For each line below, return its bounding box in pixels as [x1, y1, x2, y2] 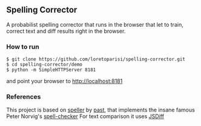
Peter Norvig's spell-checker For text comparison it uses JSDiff [6, 113, 165, 120]
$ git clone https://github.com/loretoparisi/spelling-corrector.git [6, 56, 186, 62]
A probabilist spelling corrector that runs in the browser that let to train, [6, 21, 183, 28]
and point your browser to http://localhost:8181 [6, 78, 123, 85]
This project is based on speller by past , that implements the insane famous [6, 106, 195, 114]
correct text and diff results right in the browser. [6, 27, 126, 35]
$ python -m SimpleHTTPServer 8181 [6, 67, 96, 73]
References [6, 93, 41, 101]
